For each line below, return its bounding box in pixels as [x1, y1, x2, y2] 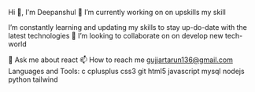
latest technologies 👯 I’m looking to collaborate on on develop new [8, 31, 224, 40]
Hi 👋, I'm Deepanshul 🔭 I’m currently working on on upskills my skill [8, 8, 226, 17]
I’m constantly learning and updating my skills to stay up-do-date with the [8, 23, 248, 31]
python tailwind [8, 75, 58, 84]
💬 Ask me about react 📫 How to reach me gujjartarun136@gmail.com [8, 55, 234, 64]
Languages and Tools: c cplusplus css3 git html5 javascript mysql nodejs [8, 67, 246, 75]
